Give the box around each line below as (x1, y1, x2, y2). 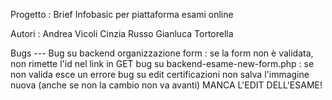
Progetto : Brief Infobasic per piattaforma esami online (10, 9, 234, 20)
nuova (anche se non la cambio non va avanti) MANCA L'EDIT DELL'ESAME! (10, 79, 323, 91)
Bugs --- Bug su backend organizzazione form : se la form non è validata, (10, 47, 314, 59)
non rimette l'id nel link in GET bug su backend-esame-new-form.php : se (10, 58, 315, 69)
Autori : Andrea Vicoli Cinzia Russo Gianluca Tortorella (10, 28, 234, 39)
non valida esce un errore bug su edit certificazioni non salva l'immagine (10, 69, 310, 80)
